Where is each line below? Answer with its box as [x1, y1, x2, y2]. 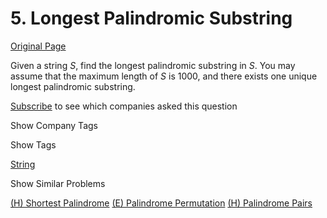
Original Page [10, 40, 67, 52]
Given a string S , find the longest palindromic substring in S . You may [10, 59, 296, 71]
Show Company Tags [10, 119, 98, 131]
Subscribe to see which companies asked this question [10, 100, 238, 112]
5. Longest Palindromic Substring [10, 7, 293, 30]
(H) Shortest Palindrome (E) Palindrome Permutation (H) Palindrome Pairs [10, 197, 313, 209]
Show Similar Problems [10, 177, 106, 189]
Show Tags [10, 138, 57, 151]
